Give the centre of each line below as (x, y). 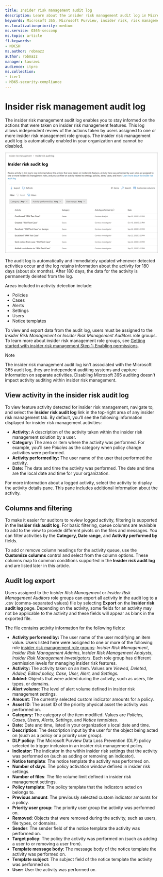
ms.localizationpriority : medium (39, 26)
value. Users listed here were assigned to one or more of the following (82, 642)
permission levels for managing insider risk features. (65, 663)
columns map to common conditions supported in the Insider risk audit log (80, 560)
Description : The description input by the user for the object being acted (85, 730)
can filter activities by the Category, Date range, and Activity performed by (81, 535)
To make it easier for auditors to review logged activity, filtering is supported (81, 520)
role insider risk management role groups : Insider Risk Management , (81, 647)
